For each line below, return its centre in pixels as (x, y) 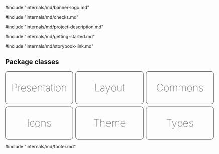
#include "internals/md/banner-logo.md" (47, 7)
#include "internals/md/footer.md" (41, 146)
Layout (110, 88)
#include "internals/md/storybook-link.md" (49, 46)
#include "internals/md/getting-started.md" (50, 36)
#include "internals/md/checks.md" (42, 17)
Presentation (39, 88)
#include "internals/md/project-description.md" (54, 27)
